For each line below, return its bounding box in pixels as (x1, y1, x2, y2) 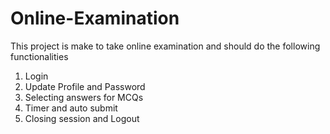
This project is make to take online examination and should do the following (10, 40, 321, 52)
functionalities (10, 50, 69, 62)
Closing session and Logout (24, 112, 140, 124)
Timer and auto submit (24, 102, 118, 114)
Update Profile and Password (24, 80, 146, 92)
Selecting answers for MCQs (24, 91, 144, 103)
